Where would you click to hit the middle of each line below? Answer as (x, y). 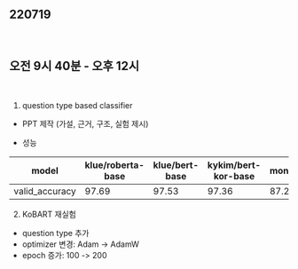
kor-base (234, 176)
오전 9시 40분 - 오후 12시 (74, 66)
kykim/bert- (234, 165)
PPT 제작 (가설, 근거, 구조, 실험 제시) (85, 123)
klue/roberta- (114, 165)
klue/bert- (176, 165)
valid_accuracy (45, 191)
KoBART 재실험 (49, 214)
